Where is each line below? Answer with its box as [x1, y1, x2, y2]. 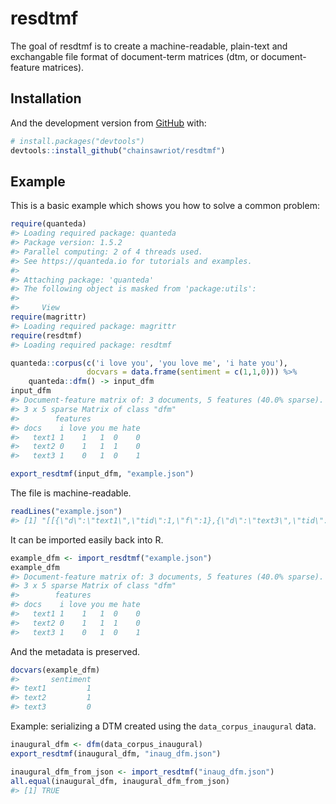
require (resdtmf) [10, 330, 83, 341]
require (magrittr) [10, 312, 87, 322]
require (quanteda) [10, 219, 87, 229]
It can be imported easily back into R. [10, 533, 164, 546]
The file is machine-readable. [10, 487, 132, 499]
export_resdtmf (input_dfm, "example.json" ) [10, 469, 195, 479]
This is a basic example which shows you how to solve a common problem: [10, 200, 320, 212]
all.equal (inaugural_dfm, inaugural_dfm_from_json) [10, 776, 230, 786]
